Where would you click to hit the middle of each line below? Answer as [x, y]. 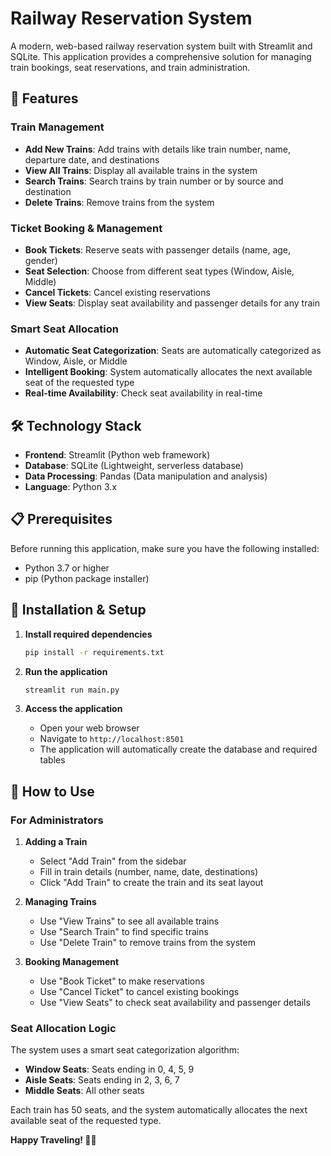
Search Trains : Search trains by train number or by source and [154, 181]
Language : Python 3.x [70, 487]
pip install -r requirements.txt [94, 652]
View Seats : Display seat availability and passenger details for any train [172, 303]
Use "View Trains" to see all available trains [129, 921]
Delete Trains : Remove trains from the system [119, 202]
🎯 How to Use [52, 791]
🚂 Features [44, 98]
